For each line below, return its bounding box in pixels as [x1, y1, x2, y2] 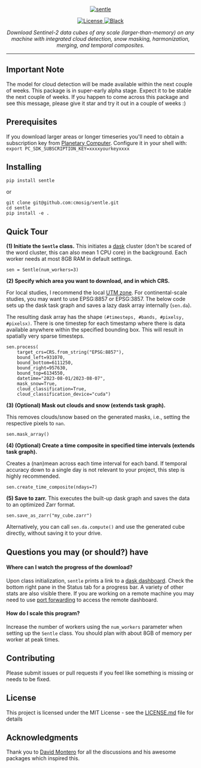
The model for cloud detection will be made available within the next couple [6, 80, 193, 88]
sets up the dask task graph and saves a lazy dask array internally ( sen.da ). [6, 302, 192, 309]
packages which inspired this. [6, 755, 80, 762]
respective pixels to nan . [6, 420, 66, 427]
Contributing [6, 653, 55, 664]
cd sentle [6, 205, 31, 211]
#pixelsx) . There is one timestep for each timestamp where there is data [6, 320, 185, 327]
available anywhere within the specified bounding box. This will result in [6, 326, 184, 333]
